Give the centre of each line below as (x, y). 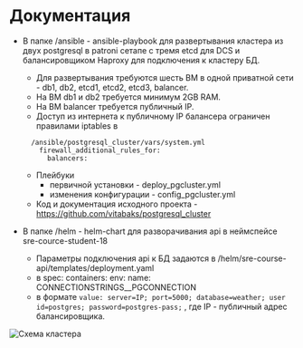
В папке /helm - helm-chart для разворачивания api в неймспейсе (150, 231)
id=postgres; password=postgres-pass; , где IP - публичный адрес (161, 306)
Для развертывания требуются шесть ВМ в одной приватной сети (165, 77)
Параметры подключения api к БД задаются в (126, 258)
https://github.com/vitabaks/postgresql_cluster (123, 213)
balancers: (67, 158)
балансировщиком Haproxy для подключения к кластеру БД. (141, 60)
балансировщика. (71, 316)
